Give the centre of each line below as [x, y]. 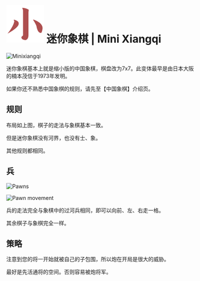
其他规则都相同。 [27, 150]
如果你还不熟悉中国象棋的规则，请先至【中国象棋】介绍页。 [80, 88]
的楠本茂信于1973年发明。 [38, 76]
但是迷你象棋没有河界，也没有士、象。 [53, 137]
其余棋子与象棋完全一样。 [38, 223]
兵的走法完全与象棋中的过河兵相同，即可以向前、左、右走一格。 [85, 210]
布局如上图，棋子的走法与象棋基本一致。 [56, 125]
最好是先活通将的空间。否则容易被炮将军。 [59, 272]
